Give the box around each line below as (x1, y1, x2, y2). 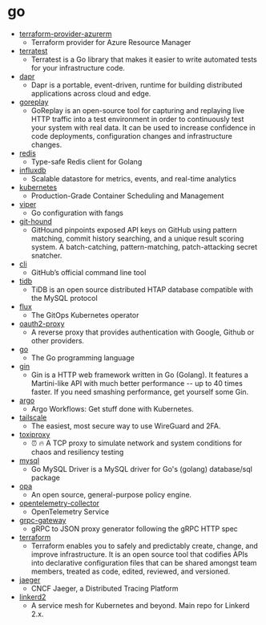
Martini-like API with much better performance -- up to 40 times (30, 378, 244, 388)
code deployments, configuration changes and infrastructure (30, 131, 233, 140)
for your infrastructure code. (30, 63, 126, 72)
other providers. (30, 335, 85, 345)
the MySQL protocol (30, 293, 98, 302)
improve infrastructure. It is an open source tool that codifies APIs (30, 549, 248, 559)
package (30, 473, 61, 482)
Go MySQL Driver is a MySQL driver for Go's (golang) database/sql (30, 464, 253, 473)
